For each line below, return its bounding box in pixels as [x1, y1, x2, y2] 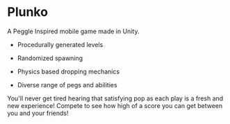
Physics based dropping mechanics [17, 67, 120, 76]
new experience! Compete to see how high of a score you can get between [7, 101, 223, 109]
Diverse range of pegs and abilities [17, 80, 117, 89]
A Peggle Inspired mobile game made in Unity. [7, 27, 140, 35]
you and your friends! [7, 109, 69, 117]
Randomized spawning [17, 53, 83, 62]
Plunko [7, 4, 49, 20]
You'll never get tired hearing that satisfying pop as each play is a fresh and [7, 94, 224, 103]
